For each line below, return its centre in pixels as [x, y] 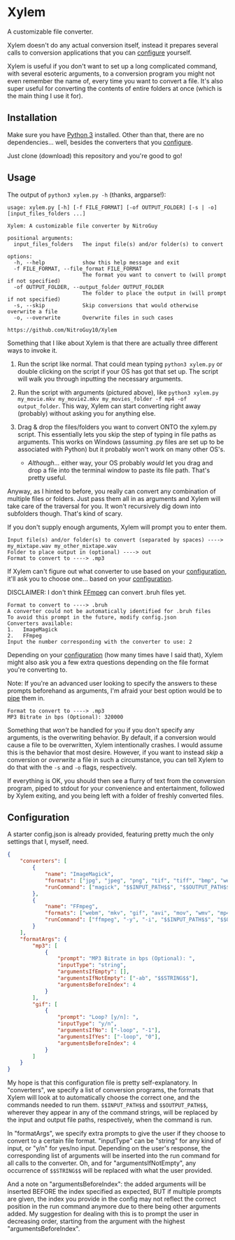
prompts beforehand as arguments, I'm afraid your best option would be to [115, 691]
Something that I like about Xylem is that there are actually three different [113, 343]
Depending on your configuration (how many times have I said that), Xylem [115, 654]
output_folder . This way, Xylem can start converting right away [109, 406]
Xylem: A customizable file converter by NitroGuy [83, 226]
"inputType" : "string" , [92, 965]
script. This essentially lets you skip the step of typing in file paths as [117, 434]
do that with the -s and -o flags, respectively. [72, 767]
